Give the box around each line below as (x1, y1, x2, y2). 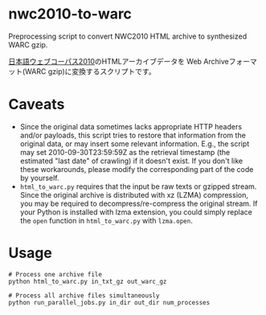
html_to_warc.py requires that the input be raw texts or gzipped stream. (19, 182, 257, 191)
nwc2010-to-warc (8, 5, 133, 23)
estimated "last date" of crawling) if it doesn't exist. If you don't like (19, 156, 243, 166)
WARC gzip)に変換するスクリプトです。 (25, 66, 156, 76)
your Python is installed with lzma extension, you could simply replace (19, 207, 253, 217)
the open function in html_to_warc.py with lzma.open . (19, 215, 193, 225)
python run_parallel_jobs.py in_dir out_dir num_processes (8, 298, 211, 306)
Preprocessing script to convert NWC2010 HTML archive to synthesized (8, 31, 248, 41)
